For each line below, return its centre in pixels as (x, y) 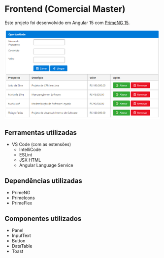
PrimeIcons (23, 198)
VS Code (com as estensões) (41, 144)
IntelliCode (30, 150)
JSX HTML (30, 160)
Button (18, 241)
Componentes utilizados (43, 218)
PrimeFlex (22, 203)
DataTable (22, 246)
